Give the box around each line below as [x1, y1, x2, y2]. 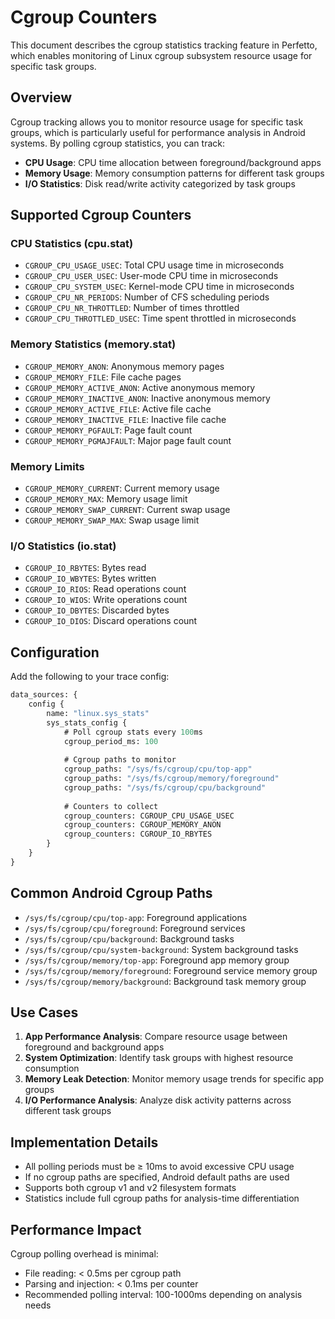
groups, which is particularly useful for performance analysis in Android [10, 126, 306, 138]
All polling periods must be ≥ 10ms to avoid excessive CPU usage [24, 1161, 295, 1173]
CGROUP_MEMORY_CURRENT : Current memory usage [24, 482, 220, 495]
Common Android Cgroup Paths [10, 885, 213, 902]
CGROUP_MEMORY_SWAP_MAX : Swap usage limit [24, 514, 200, 526]
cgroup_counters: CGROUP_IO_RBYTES [63, 829, 213, 840]
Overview [10, 89, 73, 106]
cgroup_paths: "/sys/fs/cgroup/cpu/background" [63, 782, 267, 793]
